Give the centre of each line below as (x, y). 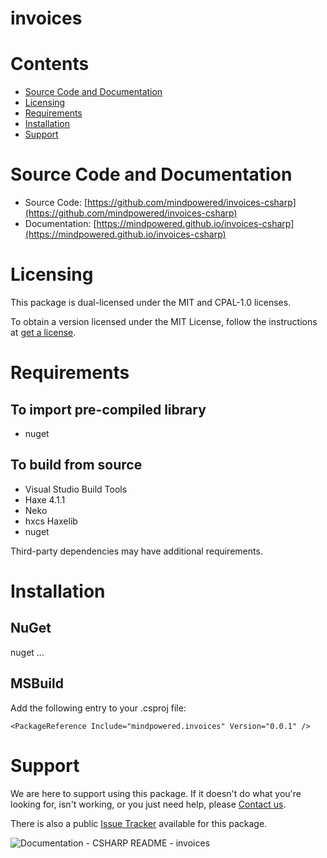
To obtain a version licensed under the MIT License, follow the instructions (164, 321)
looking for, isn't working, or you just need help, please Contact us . (148, 804)
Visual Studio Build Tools (76, 489)
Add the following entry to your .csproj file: (98, 708)
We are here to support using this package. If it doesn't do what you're (156, 793)
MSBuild (37, 683)
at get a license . (43, 332)
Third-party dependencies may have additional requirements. (136, 551)
